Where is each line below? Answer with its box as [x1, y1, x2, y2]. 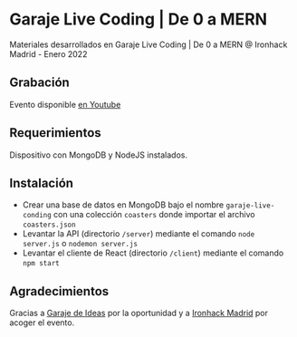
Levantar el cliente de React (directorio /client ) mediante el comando [22, 247, 284, 258]
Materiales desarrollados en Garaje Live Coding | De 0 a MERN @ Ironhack [9, 39, 288, 50]
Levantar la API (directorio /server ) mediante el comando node [22, 228, 255, 239]
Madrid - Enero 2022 [9, 48, 88, 59]
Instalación [9, 175, 74, 190]
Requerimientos [9, 125, 101, 140]
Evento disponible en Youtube [9, 99, 121, 110]
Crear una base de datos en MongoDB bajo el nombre [22, 199, 225, 210]
